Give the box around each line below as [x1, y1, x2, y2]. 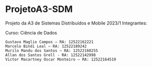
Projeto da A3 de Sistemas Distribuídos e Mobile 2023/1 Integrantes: [5, 20, 147, 26]
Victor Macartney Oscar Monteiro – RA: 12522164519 [5, 56, 116, 62]
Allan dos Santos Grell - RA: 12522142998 [5, 52, 96, 57]
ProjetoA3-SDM [5, 3, 73, 15]
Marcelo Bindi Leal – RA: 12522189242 [5, 43, 87, 48]
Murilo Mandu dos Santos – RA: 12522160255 [5, 48, 98, 53]
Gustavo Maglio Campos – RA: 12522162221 [5, 39, 94, 44]
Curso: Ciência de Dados [5, 29, 57, 35]
